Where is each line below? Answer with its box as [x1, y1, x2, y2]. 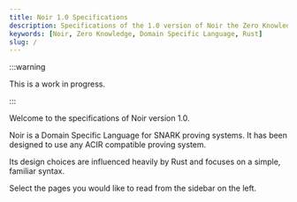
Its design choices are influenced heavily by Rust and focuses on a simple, [9, 156, 281, 168]
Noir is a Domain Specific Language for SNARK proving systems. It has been [9, 130, 288, 141]
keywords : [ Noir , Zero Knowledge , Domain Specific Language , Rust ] [9, 29, 263, 38]
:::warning [9, 62, 46, 72]
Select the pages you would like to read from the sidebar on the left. [9, 183, 257, 194]
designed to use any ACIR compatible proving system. [9, 139, 207, 150]
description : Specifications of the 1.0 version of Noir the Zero [9, 21, 259, 30]
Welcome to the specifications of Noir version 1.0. [9, 113, 190, 123]
